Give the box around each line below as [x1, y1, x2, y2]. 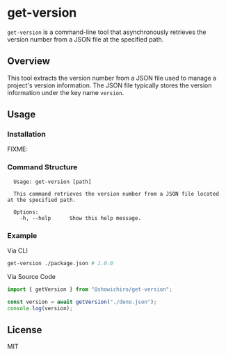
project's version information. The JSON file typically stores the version [7, 81, 212, 90]
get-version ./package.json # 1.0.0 [7, 260, 113, 267]
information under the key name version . [7, 88, 124, 96]
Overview [7, 56, 51, 67]
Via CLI [7, 246, 28, 255]
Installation [7, 130, 47, 139]
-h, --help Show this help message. [19, 214, 141, 221]
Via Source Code [7, 272, 56, 280]
